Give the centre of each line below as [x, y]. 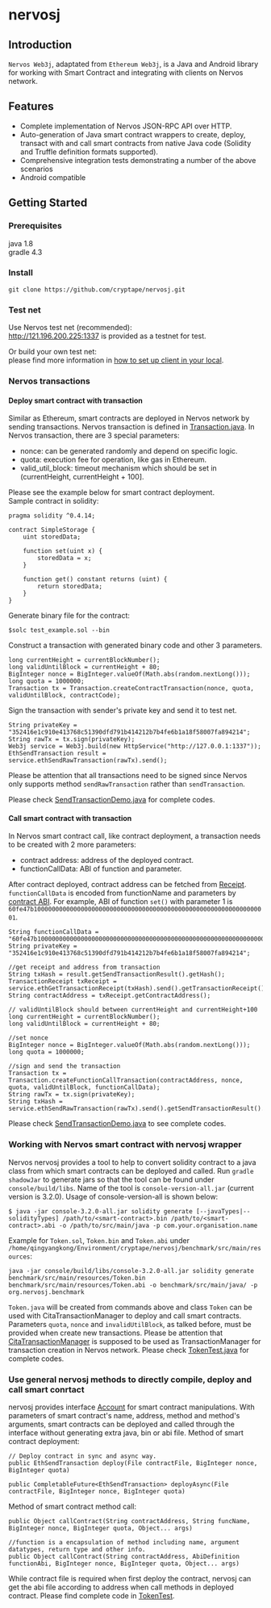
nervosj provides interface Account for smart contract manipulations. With [132, 1407]
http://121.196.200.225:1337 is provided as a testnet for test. [108, 336]
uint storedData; [52, 537]
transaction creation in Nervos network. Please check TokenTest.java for [129, 1350]
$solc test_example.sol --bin [59, 630]
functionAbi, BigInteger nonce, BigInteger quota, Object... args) [124, 1564]
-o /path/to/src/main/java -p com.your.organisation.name [158, 1225]
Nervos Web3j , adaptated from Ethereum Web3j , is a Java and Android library [133, 64]
